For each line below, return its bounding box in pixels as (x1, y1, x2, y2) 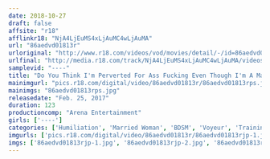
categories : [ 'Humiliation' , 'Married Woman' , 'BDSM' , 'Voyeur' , (8, 124, 232, 132)
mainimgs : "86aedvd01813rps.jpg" (8, 86, 121, 95)
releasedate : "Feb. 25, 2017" (8, 94, 110, 102)
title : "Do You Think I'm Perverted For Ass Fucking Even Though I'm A (8, 71, 253, 79)
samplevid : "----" (8, 64, 70, 72)
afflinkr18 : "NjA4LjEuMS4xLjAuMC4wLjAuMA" (8, 34, 153, 43)
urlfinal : (8, 57, 42, 65)
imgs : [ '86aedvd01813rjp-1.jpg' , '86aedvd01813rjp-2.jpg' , (8, 138, 211, 147)
